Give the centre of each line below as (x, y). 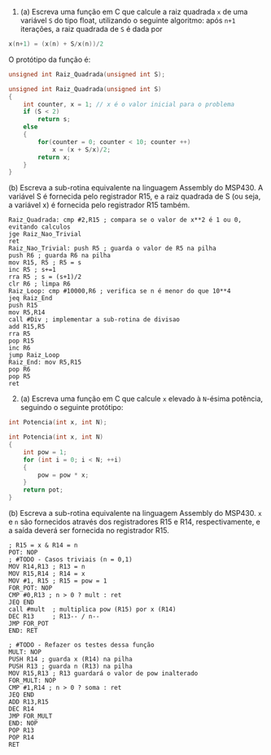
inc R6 (20, 348)
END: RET (23, 631)
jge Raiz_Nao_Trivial (45, 234)
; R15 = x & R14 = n (44, 545)
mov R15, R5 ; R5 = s (45, 263)
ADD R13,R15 (28, 702)
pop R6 (20, 369)
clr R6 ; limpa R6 (39, 284)
